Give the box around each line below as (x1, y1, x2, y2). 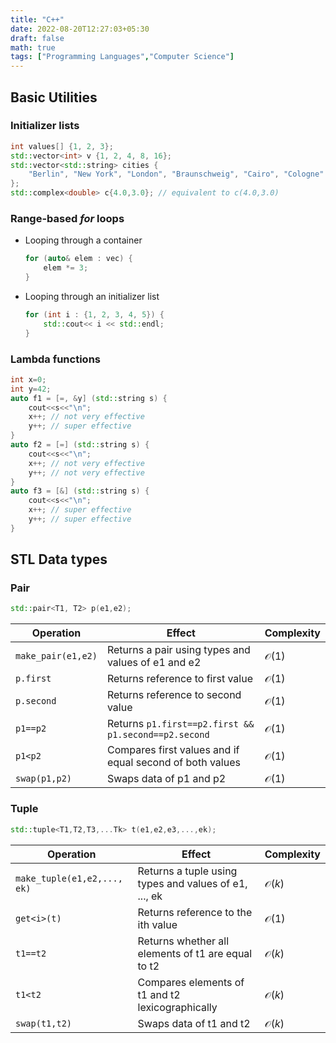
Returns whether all (137, 934, 230, 948)
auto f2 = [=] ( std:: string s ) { (10, 440, 150, 450)
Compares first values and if (106, 743, 240, 757)
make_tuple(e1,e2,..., (15, 872, 123, 884)
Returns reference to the (137, 905, 253, 919)
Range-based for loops (10, 211, 125, 225)
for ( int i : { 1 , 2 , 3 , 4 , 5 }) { (24, 309, 165, 320)
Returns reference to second (106, 688, 242, 702)
